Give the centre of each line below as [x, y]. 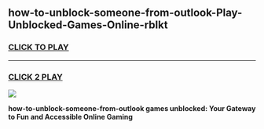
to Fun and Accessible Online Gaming [71, 116]
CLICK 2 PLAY [35, 77]
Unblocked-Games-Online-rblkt [88, 25]
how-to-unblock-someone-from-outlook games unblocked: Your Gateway [132, 108]
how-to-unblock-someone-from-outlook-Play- [125, 13]
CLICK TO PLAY [38, 48]
